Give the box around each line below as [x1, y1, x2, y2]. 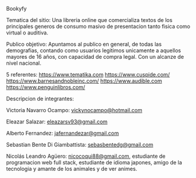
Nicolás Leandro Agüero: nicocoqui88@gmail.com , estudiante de [6, 152, 166, 160]
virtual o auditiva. [6, 29, 49, 36]
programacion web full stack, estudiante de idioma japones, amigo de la [6, 159, 182, 166]
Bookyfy [6, 5, 27, 12]
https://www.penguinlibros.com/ [6, 84, 86, 91]
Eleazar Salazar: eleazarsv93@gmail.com [6, 118, 108, 125]
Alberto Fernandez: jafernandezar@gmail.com [6, 130, 119, 136]
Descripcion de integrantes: [6, 95, 74, 102]
